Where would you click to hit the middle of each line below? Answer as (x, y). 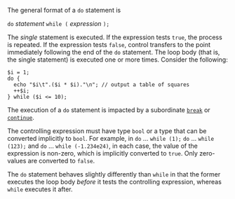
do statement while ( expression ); (59, 23)
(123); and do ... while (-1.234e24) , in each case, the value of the (102, 146)
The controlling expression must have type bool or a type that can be (107, 131)
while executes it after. (40, 189)
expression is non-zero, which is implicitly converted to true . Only (103, 153)
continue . (21, 117)
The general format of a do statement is (64, 10)
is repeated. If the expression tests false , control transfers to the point (109, 44)
